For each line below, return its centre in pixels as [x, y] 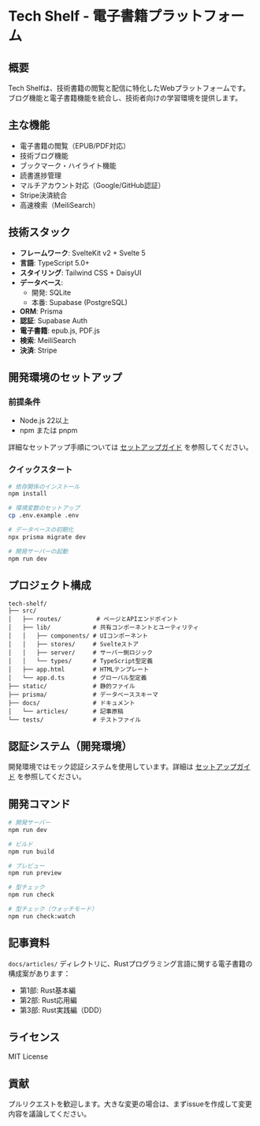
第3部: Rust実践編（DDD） [63, 1010]
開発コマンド [39, 804]
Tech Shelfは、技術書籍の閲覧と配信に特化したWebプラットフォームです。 [129, 88]
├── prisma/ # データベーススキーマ [84, 695]
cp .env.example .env [44, 516]
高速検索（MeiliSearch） [59, 205]
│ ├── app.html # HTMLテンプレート [79, 670]
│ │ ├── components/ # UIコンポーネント [78, 636]
